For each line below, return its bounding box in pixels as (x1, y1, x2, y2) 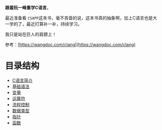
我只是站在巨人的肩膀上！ (5, 32, 57, 37)
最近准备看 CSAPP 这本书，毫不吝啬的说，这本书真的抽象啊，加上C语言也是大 (5, 15, 157, 21)
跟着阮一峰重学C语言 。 (5, 5, 51, 10)
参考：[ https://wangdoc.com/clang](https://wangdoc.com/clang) (5, 42, 136, 48)
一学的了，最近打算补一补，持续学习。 (5, 21, 82, 27)
